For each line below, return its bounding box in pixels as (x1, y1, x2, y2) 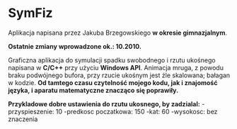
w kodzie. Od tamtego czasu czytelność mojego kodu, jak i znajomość (8, 78, 218, 86)
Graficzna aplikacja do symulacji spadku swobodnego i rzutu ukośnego (8, 55, 216, 64)
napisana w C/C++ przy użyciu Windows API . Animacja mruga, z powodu (8, 63, 224, 72)
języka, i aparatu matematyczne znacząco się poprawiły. (8, 86, 179, 94)
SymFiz (8, 5, 53, 21)
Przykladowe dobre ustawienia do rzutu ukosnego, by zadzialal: (8, 99, 200, 108)
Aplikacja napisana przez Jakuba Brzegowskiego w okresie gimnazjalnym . (8, 28, 227, 37)
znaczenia (8, 115, 38, 123)
